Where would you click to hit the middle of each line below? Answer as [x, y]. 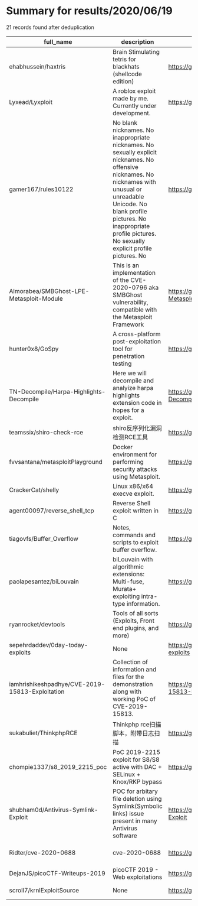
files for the [128, 677]
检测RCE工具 [131, 437]
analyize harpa [133, 388]
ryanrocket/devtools [37, 624]
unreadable [128, 196]
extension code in [137, 402]
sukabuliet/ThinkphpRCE [43, 733]
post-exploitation [137, 341]
